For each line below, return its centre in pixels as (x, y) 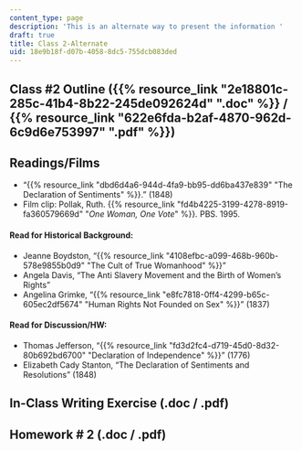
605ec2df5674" (52, 304)
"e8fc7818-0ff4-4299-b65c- (216, 295)
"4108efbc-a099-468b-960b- (222, 255)
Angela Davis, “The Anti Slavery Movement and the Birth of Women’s (152, 274)
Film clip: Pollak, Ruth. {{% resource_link (99, 204)
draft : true (32, 35)
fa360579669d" (53, 214)
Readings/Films (55, 162)
